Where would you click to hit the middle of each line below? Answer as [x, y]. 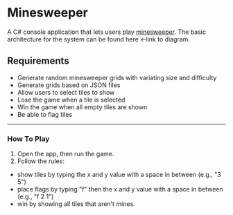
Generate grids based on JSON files [69, 85]
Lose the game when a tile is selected [71, 100]
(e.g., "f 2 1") [35, 197]
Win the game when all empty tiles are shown [82, 107]
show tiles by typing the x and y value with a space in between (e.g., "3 [119, 175]
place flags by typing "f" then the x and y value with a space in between [120, 189]
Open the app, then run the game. [66, 154]
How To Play [28, 138]
